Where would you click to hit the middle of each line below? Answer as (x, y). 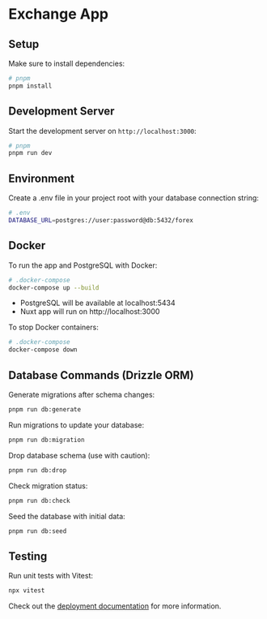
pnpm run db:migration (47, 440)
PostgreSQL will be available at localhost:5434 (97, 303)
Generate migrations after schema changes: (82, 395)
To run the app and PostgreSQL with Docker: (83, 265)
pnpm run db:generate (45, 410)
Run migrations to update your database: (76, 425)
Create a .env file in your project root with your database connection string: (133, 198)
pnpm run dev (30, 153)
